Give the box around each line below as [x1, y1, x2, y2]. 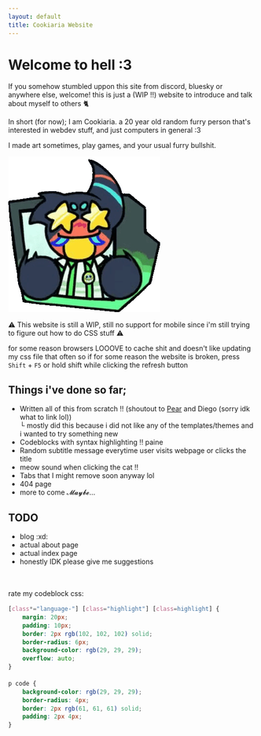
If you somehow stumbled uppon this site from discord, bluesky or [8, 82, 223, 91]
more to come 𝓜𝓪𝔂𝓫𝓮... [19, 488, 96, 497]
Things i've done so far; [8, 383, 127, 396]
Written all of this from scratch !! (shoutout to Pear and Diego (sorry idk [19, 404, 250, 414]
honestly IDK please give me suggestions [19, 557, 154, 566]
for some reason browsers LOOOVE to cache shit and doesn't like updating [8, 344, 252, 353]
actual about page [19, 540, 79, 550]
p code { [8, 679, 37, 687]
